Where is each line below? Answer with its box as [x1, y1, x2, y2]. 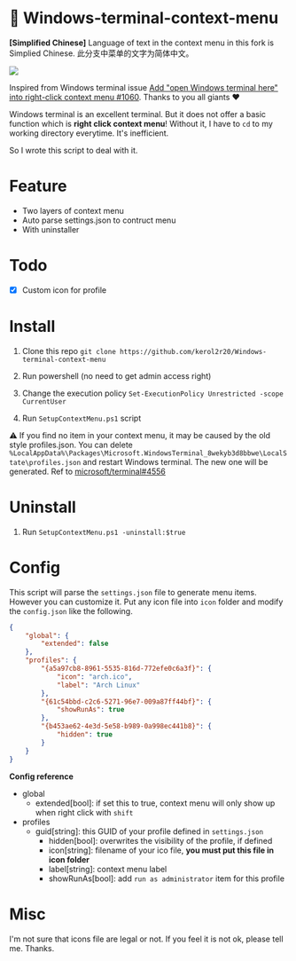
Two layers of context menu [21, 205, 124, 216]
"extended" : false [41, 639, 109, 649]
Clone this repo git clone [21, 345, 117, 356]
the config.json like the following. [9, 605, 133, 616]
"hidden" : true [56, 730, 113, 739]
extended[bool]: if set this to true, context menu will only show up [35, 798, 276, 808]
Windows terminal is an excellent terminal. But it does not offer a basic [9, 108, 267, 119]
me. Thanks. [9, 942, 55, 953]
